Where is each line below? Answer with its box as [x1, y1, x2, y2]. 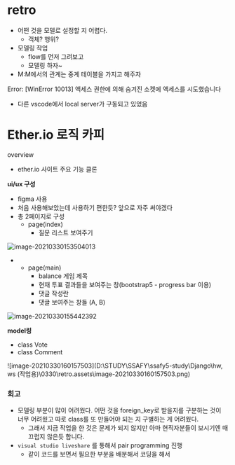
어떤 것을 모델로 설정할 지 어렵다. [17, 26, 107, 34]
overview [7, 150, 34, 159]
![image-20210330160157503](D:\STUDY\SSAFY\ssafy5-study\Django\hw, [7, 361, 223, 370]
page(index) [27, 220, 63, 228]
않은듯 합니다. [46, 433, 85, 441]
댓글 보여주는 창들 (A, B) [38, 298, 106, 306]
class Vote [17, 340, 48, 349]
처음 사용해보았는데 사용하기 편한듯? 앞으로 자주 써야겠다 [17, 203, 173, 211]
